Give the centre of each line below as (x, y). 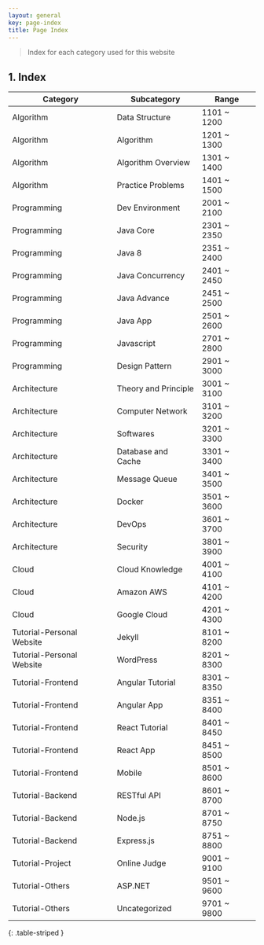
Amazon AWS (142, 592)
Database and (143, 451)
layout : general (35, 15)
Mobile (130, 773)
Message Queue (147, 479)
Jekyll (128, 638)
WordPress (137, 660)
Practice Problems (150, 186)
